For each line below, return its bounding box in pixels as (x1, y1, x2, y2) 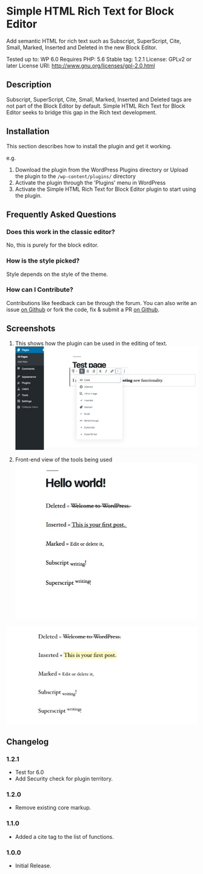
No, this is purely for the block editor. (6, 241, 99, 249)
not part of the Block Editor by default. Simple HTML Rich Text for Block (6, 102, 185, 109)
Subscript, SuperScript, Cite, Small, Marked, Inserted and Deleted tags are (6, 95, 192, 103)
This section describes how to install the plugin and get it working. (6, 142, 172, 150)
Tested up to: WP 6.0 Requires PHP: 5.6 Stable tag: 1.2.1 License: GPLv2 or (6, 55, 192, 63)
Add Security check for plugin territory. (15, 775, 113, 782)
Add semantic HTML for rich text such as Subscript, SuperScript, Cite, (6, 37, 182, 44)
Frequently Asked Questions (6, 209, 117, 219)
